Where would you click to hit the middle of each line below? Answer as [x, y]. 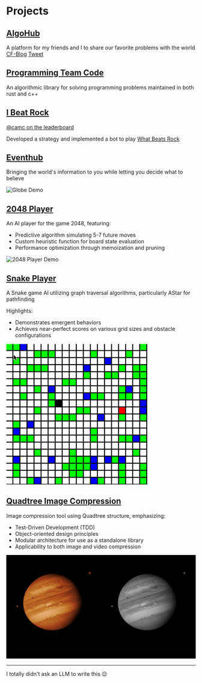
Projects [28, 11]
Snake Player [31, 278]
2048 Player [30, 209]
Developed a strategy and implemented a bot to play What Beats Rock [93, 139]
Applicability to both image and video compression [78, 546]
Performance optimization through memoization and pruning [90, 248]
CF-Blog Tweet [25, 54]
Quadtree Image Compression [64, 501]
